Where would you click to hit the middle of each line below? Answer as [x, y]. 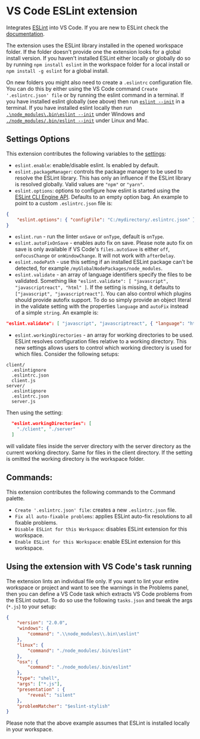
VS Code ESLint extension [72, 11]
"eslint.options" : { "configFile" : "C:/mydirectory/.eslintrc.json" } [106, 220]
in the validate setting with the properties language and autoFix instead [101, 306]
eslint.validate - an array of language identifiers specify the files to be [103, 275]
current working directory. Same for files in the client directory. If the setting [99, 452]
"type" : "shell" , [38, 679]
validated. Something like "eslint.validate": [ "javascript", [92, 281]
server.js [24, 402]
